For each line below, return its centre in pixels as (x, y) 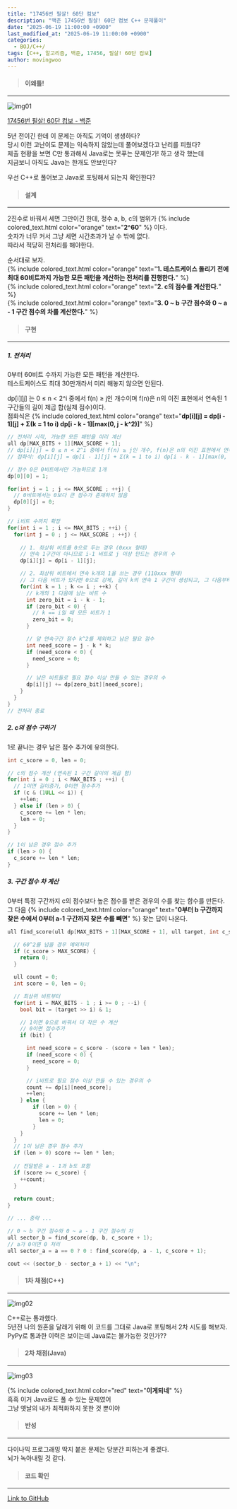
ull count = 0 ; (36, 977)
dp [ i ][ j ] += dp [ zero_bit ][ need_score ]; (84, 684)
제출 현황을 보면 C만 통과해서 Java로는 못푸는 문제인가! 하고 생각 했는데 (106, 153)
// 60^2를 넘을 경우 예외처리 (51, 945)
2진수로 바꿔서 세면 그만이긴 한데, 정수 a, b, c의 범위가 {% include (99, 219)
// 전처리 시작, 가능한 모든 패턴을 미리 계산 (64, 437)
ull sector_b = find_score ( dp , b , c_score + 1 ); (80, 1237)
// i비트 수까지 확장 (34, 522)
